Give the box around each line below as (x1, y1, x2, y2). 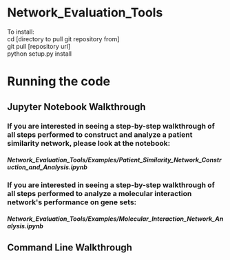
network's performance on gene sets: (7, 197, 137, 207)
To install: (7, 28, 34, 36)
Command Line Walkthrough (7, 242, 133, 254)
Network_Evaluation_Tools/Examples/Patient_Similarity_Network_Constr (7, 156, 222, 164)
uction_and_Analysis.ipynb (7, 163, 88, 171)
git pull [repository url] (7, 42, 71, 50)
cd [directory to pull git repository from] (7, 34, 120, 43)
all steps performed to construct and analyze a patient (7, 130, 193, 140)
